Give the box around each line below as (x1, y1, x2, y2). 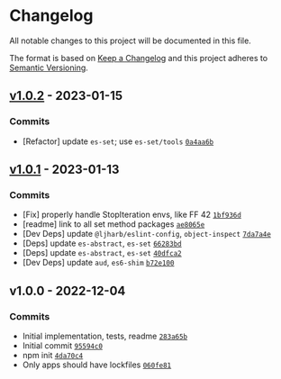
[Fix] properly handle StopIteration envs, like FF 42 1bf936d (22, 209, 241, 221)
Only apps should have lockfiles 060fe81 (22, 359, 172, 370)
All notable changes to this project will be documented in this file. (9, 35, 252, 46)
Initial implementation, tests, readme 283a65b (22, 330, 188, 341)
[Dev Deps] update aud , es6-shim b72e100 (22, 257, 175, 268)
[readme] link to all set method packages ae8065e (22, 219, 205, 230)
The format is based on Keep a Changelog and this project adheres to (9, 52, 268, 63)
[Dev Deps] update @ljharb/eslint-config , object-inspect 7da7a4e (22, 229, 272, 239)
